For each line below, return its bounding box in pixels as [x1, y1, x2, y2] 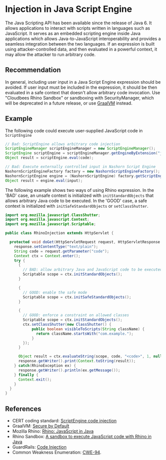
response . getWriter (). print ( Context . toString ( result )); [18, 358, 136, 364]
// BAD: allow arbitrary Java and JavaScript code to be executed [23, 267, 163, 272]
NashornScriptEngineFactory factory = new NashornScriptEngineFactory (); [5, 169, 161, 174]
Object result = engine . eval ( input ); [5, 178, 83, 183]
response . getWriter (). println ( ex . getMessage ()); [18, 368, 121, 373]
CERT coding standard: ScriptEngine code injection [12, 418, 117, 423]
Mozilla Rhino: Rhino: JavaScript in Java [12, 428, 94, 434]
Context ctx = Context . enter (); [14, 253, 81, 258]
